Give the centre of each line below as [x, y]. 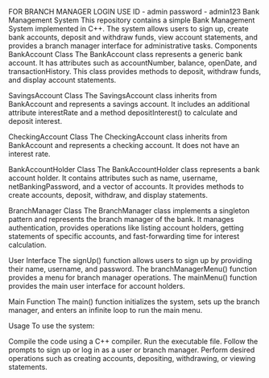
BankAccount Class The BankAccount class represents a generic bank [126, 54]
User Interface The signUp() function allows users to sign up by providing [130, 260]
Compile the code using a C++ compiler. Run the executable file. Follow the [133, 341]
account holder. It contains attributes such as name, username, [113, 178]
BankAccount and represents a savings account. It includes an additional [129, 104]
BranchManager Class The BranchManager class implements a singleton [129, 211]
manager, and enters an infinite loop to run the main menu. [106, 310]
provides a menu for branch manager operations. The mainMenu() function [133, 277]
